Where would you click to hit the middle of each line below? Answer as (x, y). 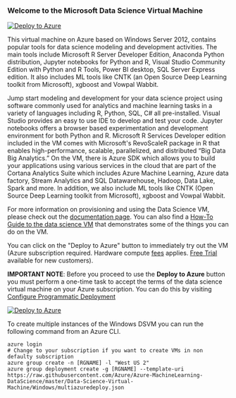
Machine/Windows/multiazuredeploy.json (66, 388)
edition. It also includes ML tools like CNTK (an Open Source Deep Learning (117, 77)
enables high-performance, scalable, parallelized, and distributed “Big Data (117, 151)
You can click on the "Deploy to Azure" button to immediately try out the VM (118, 246)
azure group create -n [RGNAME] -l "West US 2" (79, 363)
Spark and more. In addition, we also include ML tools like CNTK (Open (110, 188)
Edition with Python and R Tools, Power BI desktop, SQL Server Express (111, 70)
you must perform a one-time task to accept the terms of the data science (115, 282)
